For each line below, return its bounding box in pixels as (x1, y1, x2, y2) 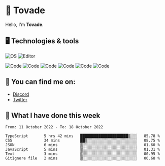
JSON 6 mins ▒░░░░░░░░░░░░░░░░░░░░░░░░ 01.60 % (5, 143, 160, 148)
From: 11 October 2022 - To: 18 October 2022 (5, 125, 103, 130)
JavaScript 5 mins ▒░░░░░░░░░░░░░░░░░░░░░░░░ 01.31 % (5, 147, 160, 152)
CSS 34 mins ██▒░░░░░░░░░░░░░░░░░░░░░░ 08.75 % (5, 138, 160, 143)
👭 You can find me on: (5, 77, 76, 86)
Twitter (12, 96, 28, 102)
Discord (12, 91, 29, 97)
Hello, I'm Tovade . (5, 21, 44, 27)
